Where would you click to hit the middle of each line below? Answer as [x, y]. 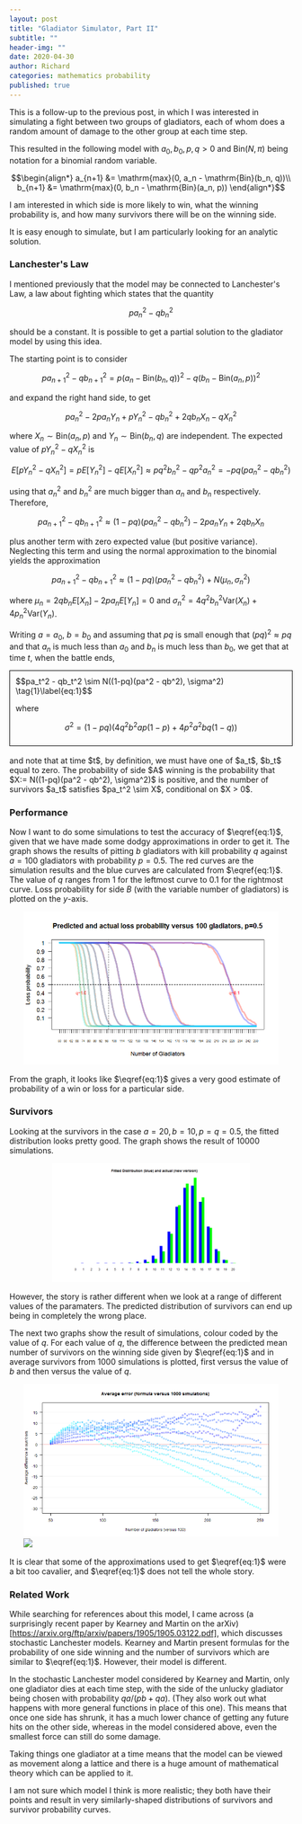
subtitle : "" [34, 38]
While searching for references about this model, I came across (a [132, 1614]
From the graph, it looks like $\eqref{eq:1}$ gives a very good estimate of [145, 1079]
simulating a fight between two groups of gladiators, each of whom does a [147, 121]
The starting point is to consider [68, 359]
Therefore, [29, 503]
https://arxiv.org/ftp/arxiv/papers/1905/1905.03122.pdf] [115, 1633]
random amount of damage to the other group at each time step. [129, 131]
